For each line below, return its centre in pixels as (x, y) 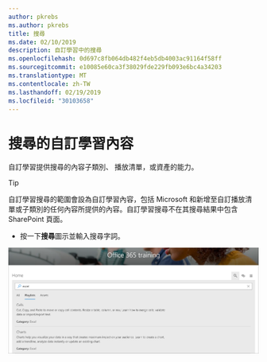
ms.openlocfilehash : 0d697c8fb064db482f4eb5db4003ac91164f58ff (115, 59)
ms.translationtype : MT (48, 76)
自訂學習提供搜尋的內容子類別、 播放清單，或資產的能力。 (103, 167)
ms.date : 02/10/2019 (43, 42)
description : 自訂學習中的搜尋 (55, 51)
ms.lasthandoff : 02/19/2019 (55, 92)
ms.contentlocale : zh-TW (49, 84)
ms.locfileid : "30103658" (51, 101)
